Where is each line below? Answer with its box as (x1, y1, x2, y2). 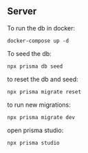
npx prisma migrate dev (7, 114, 76, 120)
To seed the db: (7, 49, 52, 57)
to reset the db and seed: (7, 75, 79, 83)
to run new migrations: (7, 100, 71, 109)
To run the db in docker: (7, 24, 76, 32)
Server (7, 6, 37, 17)
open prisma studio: (7, 126, 64, 134)
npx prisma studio (7, 139, 60, 146)
